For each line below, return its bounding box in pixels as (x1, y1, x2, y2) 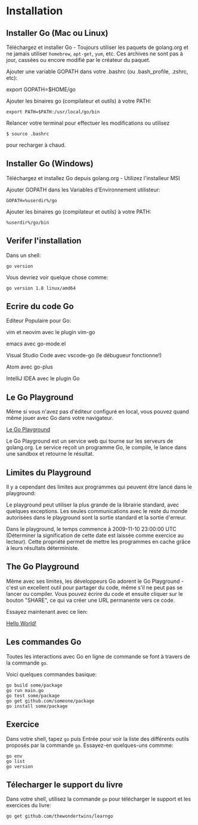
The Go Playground (6, 562, 79, 572)
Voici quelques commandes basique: (6, 670, 97, 678)
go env (6, 753, 23, 759)
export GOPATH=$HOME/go (6, 86, 76, 93)
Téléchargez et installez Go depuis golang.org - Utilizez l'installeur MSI (6, 174, 180, 181)
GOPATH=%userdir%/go (6, 197, 58, 203)
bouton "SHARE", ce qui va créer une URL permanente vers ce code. (6, 597, 175, 604)
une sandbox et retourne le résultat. (6, 450, 94, 458)
